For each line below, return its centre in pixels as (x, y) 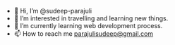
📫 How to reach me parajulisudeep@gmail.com (84, 34)
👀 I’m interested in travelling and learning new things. (91, 18)
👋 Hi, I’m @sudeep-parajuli (53, 11)
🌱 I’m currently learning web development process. (88, 26)
